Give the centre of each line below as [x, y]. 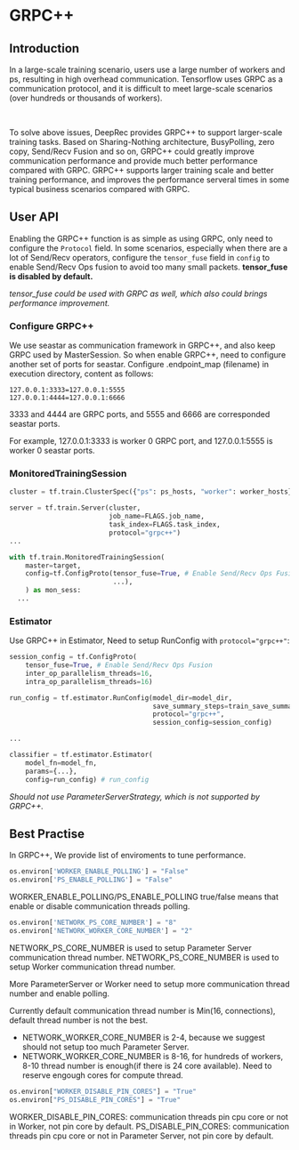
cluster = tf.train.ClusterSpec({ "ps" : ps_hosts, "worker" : [123, 492]
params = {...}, [51, 771]
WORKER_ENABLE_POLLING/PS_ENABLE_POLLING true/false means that [144, 897]
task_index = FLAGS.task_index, [164, 525]
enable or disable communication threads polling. [100, 906]
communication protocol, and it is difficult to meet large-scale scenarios [141, 88]
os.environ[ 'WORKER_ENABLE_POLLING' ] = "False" [99, 872]
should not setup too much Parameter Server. [105, 1047]
